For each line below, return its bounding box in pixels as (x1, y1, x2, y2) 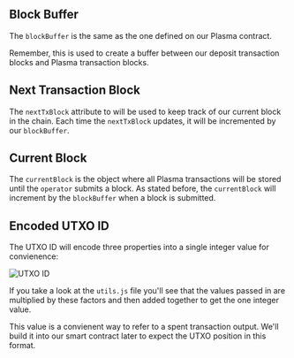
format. (9, 340, 36, 351)
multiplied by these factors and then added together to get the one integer (9, 295, 280, 306)
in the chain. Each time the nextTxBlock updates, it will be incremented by (9, 115, 276, 126)
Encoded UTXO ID (9, 218, 110, 233)
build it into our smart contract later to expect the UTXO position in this (9, 331, 267, 341)
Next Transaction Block (9, 83, 141, 98)
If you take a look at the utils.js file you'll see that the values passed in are (9, 286, 285, 296)
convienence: (9, 251, 59, 262)
